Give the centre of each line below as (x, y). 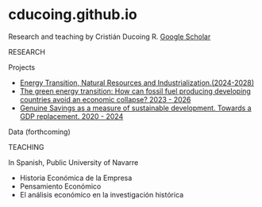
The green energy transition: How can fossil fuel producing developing (135, 91)
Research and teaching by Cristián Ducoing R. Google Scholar (110, 36)
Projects (22, 67)
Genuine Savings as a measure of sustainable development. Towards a (135, 108)
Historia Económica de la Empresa (76, 178)
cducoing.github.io (73, 15)
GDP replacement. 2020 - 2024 (71, 116)
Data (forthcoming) (40, 132)
